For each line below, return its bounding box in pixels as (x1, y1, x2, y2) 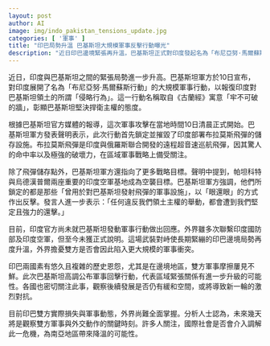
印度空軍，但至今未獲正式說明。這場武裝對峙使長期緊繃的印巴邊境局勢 (22, 234, 255, 244)
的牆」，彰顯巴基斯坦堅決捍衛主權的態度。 (8, 102, 146, 112)
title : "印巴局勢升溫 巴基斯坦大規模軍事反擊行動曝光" (8, 42, 170, 50)
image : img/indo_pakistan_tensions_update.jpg (8, 27, 167, 35)
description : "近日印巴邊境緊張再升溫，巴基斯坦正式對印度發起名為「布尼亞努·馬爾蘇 (8, 49, 260, 57)
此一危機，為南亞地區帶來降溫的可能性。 (8, 329, 142, 338)
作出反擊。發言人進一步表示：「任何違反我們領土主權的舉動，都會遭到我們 (8, 197, 252, 206)
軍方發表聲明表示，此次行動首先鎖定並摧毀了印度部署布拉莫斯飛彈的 (29, 130, 255, 139)
